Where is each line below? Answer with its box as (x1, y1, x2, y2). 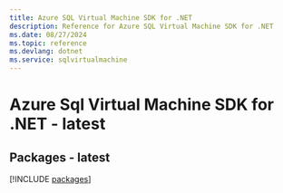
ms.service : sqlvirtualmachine (9, 55, 128, 64)
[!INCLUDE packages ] (9, 174, 92, 184)
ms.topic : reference (9, 38, 88, 48)
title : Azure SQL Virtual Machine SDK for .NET (9, 13, 193, 23)
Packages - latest (9, 150, 111, 165)
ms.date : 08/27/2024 (9, 30, 88, 39)
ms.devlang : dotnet (9, 47, 83, 56)
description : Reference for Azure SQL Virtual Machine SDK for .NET (9, 22, 274, 31)
